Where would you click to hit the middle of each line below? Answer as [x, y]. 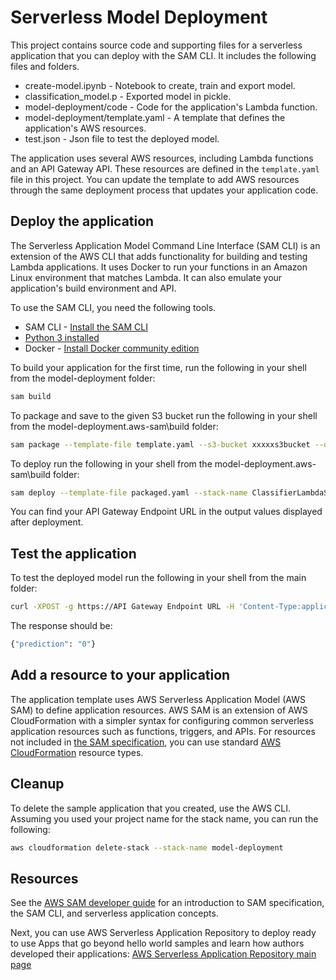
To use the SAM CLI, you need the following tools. [113, 307]
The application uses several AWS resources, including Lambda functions [162, 158]
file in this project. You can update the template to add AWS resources [155, 179]
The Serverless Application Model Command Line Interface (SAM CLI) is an [165, 245]
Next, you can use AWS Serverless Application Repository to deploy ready [163, 933]
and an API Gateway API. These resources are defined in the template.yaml [165, 168]
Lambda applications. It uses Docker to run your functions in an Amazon [159, 267]
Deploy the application [82, 221]
